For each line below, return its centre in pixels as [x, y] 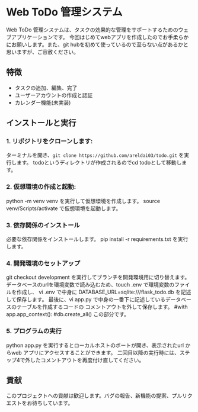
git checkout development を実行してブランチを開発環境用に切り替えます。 [98, 277]
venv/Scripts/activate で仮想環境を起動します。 [64, 208]
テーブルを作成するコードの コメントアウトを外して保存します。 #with [102, 307]
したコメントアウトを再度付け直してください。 [87, 360]
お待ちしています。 [50, 403]
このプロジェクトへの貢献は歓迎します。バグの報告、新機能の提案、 [89, 396]
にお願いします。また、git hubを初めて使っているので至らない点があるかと [97, 44]
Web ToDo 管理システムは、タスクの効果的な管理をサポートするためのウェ [98, 30]
